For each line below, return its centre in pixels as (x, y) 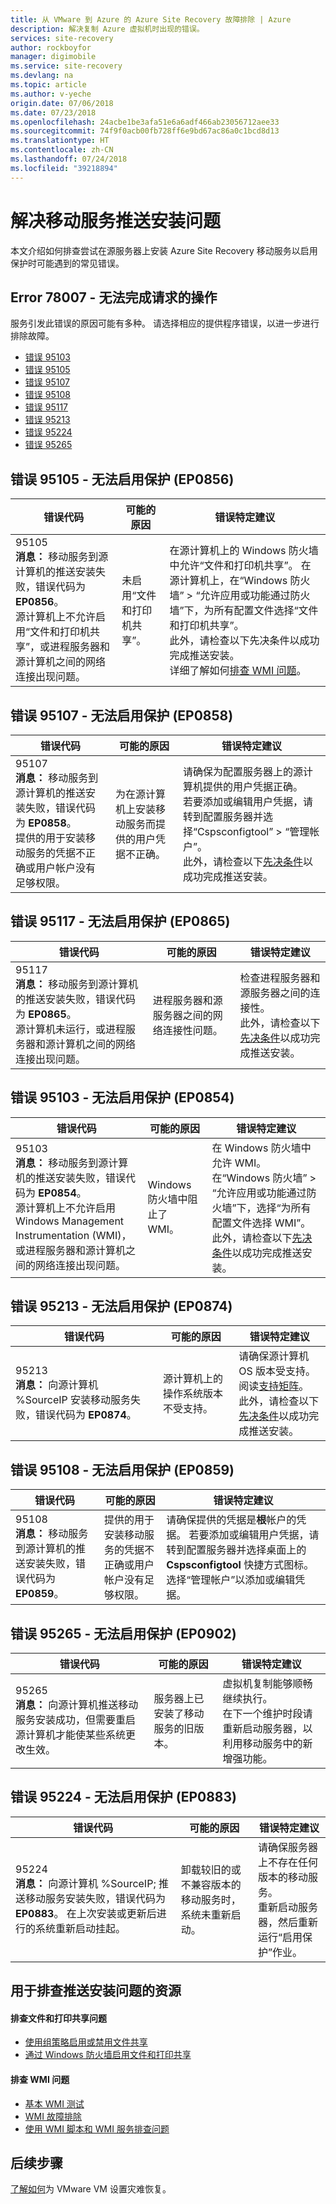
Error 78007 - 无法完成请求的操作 (114, 297)
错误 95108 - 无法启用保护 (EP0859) (122, 1469)
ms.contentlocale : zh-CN (62, 150)
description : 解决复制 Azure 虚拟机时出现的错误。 (107, 29)
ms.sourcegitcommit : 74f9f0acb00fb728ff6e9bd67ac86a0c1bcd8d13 (145, 131)
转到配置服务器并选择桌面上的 (236, 1550)
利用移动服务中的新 (267, 1744)
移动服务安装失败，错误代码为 (96, 1898)
